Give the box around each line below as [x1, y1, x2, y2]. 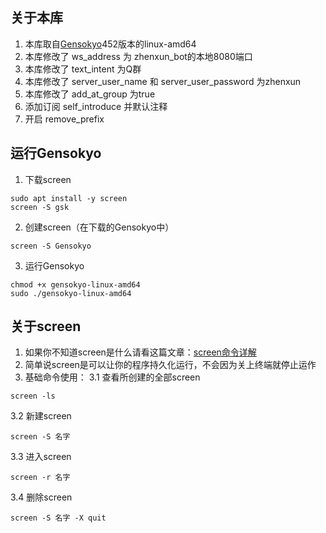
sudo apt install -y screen [10, 193, 128, 203]
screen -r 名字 [10, 473, 71, 483]
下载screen [24, 173, 72, 185]
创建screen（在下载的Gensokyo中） [24, 221, 175, 233]
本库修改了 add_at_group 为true [24, 88, 156, 100]
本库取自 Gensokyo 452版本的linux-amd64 [24, 38, 197, 50]
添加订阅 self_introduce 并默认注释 [24, 100, 168, 112]
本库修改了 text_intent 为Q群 [24, 63, 142, 75]
